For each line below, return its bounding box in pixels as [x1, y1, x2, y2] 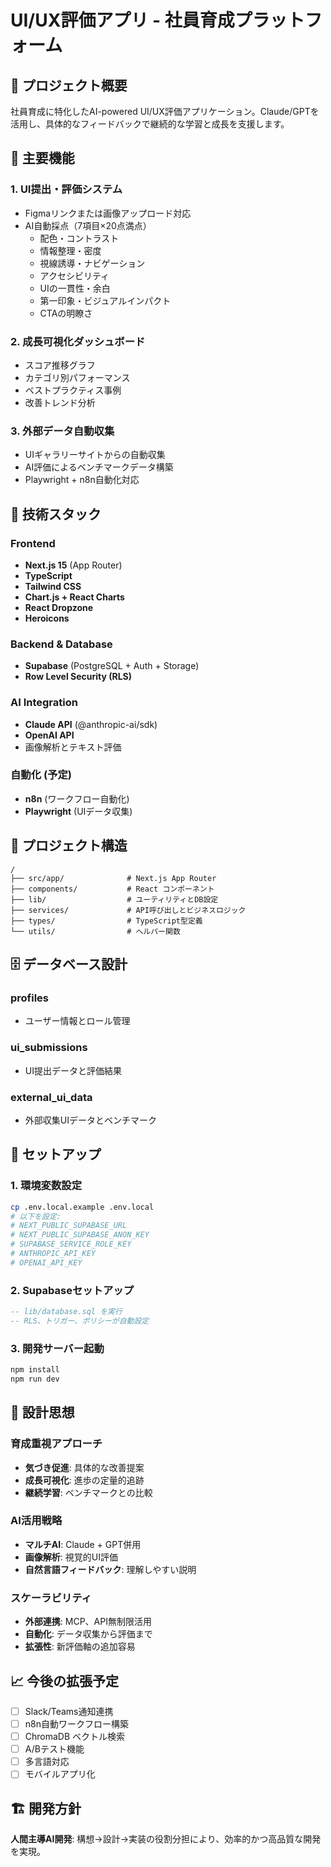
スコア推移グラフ [24, 359, 96, 371]
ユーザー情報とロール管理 [24, 1015, 131, 1027]
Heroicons [24, 612, 70, 624]
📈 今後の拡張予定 [10, 1672, 120, 1690]
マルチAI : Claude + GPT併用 [24, 1538, 142, 1550]
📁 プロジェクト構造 [10, 837, 128, 855]
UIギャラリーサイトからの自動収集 [24, 449, 166, 461]
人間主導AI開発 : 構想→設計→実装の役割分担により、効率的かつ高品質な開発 [10, 1833, 322, 1845]
